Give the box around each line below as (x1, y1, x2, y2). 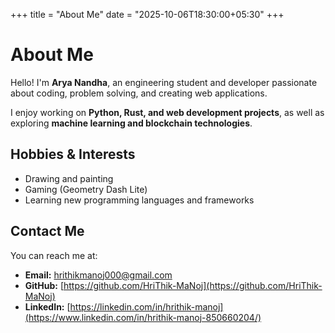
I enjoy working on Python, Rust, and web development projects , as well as (10, 106, 325, 118)
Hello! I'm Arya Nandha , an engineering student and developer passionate (10, 76, 318, 88)
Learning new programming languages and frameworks (24, 194, 255, 206)
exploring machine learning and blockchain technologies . (10, 117, 253, 129)
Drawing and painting (24, 172, 114, 184)
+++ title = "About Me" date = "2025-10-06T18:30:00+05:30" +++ (10, 9, 285, 20)
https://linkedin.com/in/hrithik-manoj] (69, 300, 224, 313)
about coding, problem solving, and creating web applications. (10, 87, 268, 99)
